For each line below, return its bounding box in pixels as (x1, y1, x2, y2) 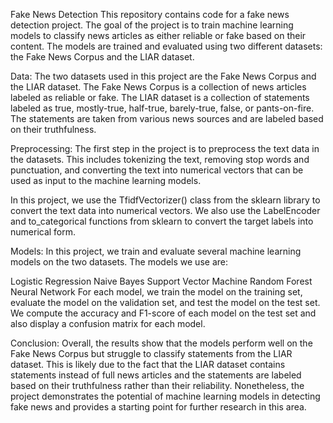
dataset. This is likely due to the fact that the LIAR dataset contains (10, 359, 286, 370)
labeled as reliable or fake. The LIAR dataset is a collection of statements (10, 92, 310, 103)
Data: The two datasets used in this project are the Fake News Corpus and (10, 70, 317, 82)
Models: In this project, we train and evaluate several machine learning (10, 245, 302, 257)
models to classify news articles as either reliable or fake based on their (10, 30, 307, 41)
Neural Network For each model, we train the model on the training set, (10, 286, 303, 298)
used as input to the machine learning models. (10, 175, 202, 186)
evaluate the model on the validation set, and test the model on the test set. (10, 297, 321, 308)
